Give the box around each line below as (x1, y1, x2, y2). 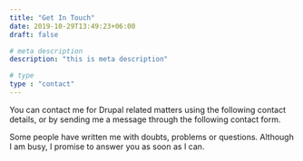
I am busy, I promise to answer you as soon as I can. (9, 141, 205, 152)
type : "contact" (9, 80, 75, 89)
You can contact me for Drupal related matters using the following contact (9, 104, 286, 115)
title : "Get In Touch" (9, 13, 95, 23)
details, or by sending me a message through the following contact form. (9, 114, 281, 125)
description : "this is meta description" (9, 55, 169, 64)
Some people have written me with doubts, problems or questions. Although (9, 131, 295, 142)
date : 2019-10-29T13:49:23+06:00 (9, 22, 136, 31)
